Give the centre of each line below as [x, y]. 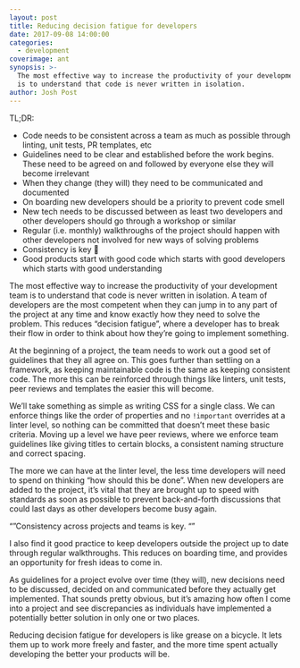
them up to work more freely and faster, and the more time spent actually [144, 644]
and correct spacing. [48, 453]
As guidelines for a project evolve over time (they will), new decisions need [147, 579]
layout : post [33, 17]
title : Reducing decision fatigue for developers [104, 26]
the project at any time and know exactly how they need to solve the [135, 314]
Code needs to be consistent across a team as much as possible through [156, 135]
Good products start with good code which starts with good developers [154, 258]
